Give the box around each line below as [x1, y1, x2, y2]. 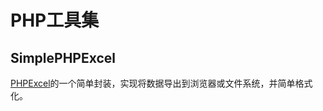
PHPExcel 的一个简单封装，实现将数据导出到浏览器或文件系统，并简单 [10, 77, 296, 89]
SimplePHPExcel [10, 49, 117, 66]
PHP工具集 [10, 9, 100, 32]
